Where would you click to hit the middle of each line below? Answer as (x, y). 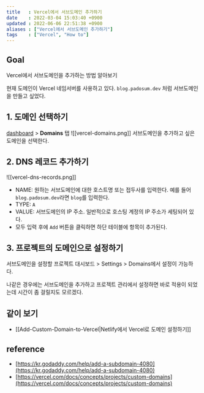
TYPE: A (25, 204)
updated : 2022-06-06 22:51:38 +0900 (55, 23)
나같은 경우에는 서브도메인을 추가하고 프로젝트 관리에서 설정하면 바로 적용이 (96, 284)
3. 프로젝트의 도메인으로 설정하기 (65, 248)
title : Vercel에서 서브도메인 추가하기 (54, 12)
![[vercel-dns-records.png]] (41, 177)
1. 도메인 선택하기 (37, 117)
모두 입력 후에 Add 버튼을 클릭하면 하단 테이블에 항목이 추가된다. (91, 227)
